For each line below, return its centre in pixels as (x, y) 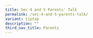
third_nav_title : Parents (32, 28)
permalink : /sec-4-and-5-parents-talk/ (47, 14)
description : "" (22, 23)
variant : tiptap (22, 19)
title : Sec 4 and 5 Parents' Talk (41, 10)
